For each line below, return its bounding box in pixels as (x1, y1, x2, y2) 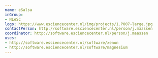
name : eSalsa (5, 7, 33, 13)
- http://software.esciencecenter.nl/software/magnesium (5, 45, 128, 50)
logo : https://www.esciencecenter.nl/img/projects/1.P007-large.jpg (5, 21, 153, 27)
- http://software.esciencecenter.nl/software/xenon (5, 40, 119, 45)
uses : (5, 36, 16, 41)
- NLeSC (5, 17, 21, 22)
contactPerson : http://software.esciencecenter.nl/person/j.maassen (5, 26, 153, 31)
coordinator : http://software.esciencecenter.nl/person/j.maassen (5, 31, 148, 36)
